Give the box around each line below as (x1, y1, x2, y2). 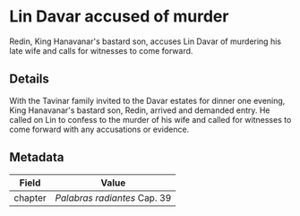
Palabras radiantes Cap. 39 (55, 191, 172, 203)
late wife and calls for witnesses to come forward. (9, 45, 193, 56)
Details (9, 72, 49, 87)
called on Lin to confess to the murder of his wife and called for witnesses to (9, 114, 292, 125)
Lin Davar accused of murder (9, 6, 229, 27)
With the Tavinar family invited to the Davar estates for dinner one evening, (9, 95, 286, 106)
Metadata (9, 150, 64, 165)
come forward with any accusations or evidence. (9, 124, 190, 134)
